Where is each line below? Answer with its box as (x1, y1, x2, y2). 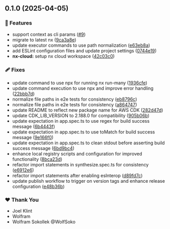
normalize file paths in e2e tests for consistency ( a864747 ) (12, 101, 137, 107)
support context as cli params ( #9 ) (12, 31, 86, 37)
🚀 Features (5, 20, 32, 27)
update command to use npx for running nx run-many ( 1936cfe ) (12, 80, 147, 86)
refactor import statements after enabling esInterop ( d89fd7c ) (12, 172, 143, 179)
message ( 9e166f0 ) (12, 134, 54, 140)
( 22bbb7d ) (12, 90, 35, 97)
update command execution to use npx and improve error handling (12, 85, 154, 91)
